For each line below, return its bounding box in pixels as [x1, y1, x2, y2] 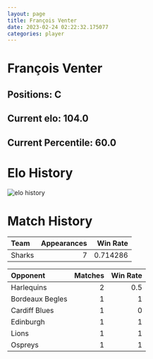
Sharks [11, 250, 35, 260]
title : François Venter [7, 17, 78, 24]
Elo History [7, 165, 73, 181]
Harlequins [11, 283, 47, 293]
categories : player [7, 30, 65, 37]
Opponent [11, 271, 46, 281]
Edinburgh [11, 317, 46, 327]
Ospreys [11, 340, 39, 350]
